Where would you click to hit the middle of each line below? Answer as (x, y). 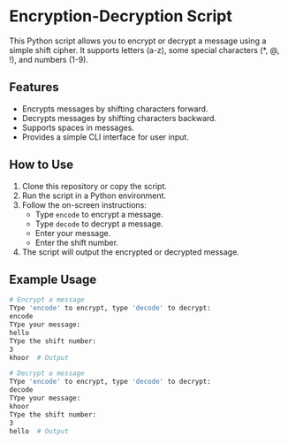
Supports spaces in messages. (78, 127)
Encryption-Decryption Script (121, 16)
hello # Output (39, 431)
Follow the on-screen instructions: (84, 204)
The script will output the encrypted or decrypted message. (131, 252)
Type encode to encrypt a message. (99, 214)
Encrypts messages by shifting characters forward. (115, 109)
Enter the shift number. (77, 242)
